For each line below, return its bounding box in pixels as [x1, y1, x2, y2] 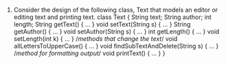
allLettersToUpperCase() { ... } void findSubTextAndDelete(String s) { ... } [13, 42, 219, 50]
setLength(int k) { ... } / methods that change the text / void [13, 35, 178, 43]
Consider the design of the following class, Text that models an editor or [13, 6, 218, 14]
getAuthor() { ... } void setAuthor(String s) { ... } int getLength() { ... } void [13, 27, 220, 35]
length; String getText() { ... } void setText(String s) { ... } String [13, 20, 191, 28]
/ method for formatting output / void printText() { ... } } [13, 49, 166, 57]
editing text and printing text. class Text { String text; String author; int [13, 13, 212, 21]
